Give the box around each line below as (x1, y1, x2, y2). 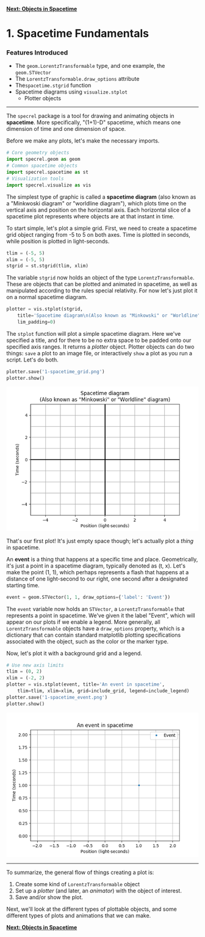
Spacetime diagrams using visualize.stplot (15, 88, 128, 95)
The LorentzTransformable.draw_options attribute (15, 75, 140, 83)
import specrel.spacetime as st (6, 169, 88, 176)
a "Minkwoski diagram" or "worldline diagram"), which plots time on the (6, 199, 187, 207)
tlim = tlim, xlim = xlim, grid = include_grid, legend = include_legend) (17, 688, 190, 694)
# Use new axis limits (6, 662, 64, 668)
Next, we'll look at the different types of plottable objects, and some (6, 905, 177, 913)
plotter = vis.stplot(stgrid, (6, 306, 84, 313)
